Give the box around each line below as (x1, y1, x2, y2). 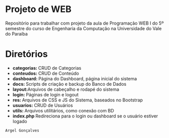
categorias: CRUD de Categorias (12, 65, 82, 71)
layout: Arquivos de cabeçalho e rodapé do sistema (12, 86, 120, 92)
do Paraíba (5, 31, 28, 37)
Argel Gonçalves (5, 128, 39, 133)
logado (12, 118, 27, 124)
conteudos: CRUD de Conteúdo (12, 70, 79, 76)
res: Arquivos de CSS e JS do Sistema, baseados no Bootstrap (12, 97, 143, 103)
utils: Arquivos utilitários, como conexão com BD (12, 107, 115, 113)
